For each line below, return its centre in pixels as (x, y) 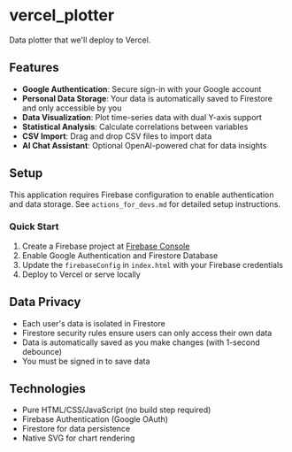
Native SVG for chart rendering (78, 438)
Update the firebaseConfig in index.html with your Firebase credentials (152, 264)
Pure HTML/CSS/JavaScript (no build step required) (116, 410)
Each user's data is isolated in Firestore (93, 323)
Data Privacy (45, 302)
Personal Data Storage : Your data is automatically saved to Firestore (147, 98)
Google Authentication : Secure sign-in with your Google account (142, 88)
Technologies (48, 389)
